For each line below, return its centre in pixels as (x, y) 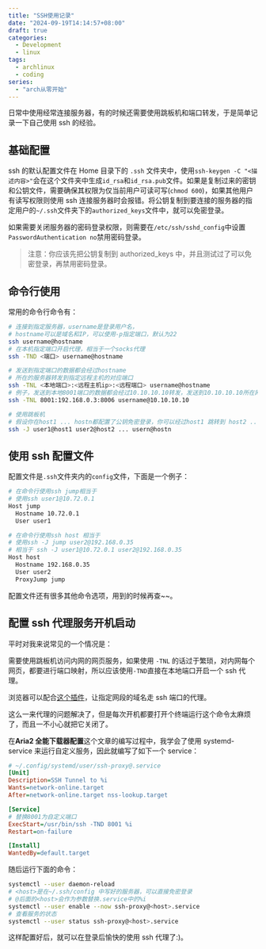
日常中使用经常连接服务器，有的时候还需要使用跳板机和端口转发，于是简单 (129, 113)
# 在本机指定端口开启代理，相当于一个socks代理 (77, 349)
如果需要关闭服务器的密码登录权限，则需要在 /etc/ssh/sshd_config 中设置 (127, 228)
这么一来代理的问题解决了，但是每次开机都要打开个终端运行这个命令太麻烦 (129, 714)
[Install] (25, 846)
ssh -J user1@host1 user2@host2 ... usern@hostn (90, 429)
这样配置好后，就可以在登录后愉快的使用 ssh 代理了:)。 (98, 937)
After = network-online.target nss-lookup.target (88, 795)
